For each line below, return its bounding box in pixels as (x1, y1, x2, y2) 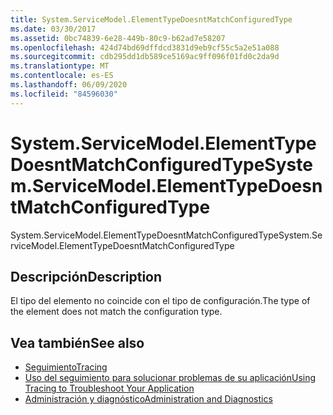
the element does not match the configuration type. (10, 306, 223, 318)
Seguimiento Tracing (24, 361, 108, 373)
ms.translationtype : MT (10, 61, 110, 71)
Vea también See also (10, 334, 145, 351)
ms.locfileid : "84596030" (10, 89, 118, 99)
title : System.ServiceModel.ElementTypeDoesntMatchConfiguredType (10, 14, 293, 25)
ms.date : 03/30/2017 (10, 24, 97, 34)
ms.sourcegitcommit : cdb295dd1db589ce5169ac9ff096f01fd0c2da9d (10, 52, 280, 62)
